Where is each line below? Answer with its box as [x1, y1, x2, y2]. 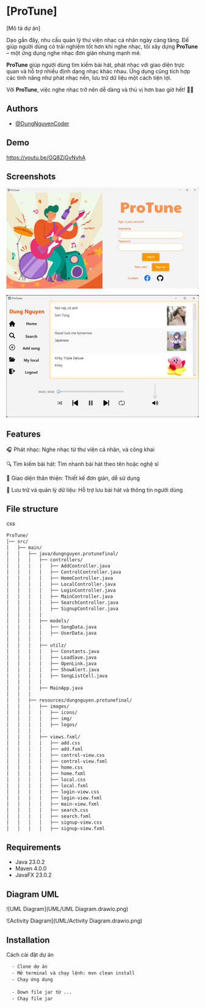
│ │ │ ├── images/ [6, 703, 70, 709]
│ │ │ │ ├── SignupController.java [6, 606, 119, 612]
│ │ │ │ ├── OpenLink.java [6, 661, 97, 667]
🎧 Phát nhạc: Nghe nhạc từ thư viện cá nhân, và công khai [6, 446, 155, 453]
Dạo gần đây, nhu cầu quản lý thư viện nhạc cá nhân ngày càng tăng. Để [6, 36, 189, 43]
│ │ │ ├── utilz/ [6, 642, 67, 648]
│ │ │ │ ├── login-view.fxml [6, 795, 103, 801]
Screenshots [6, 171, 56, 181]
